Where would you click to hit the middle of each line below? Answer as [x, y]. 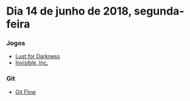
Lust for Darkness [37, 57]
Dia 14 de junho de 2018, [69, 11]
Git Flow [26, 92]
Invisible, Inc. [32, 63]
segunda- [159, 11]
